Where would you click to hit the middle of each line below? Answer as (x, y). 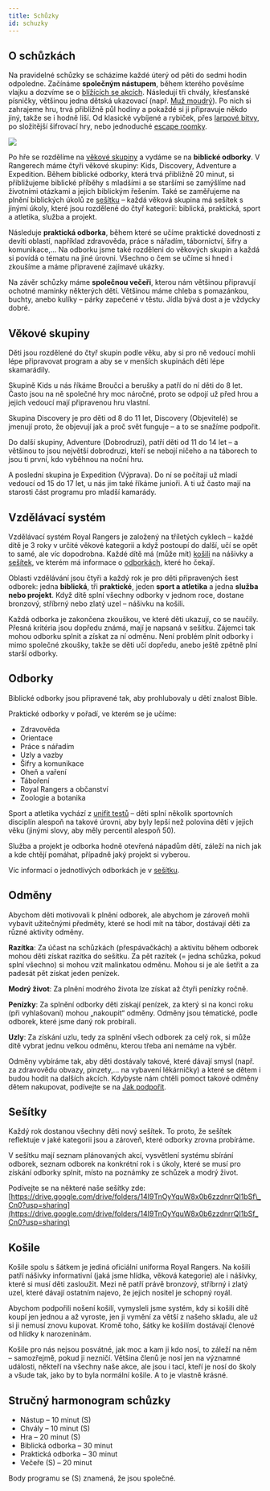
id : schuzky (28, 23)
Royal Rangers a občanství (64, 789)
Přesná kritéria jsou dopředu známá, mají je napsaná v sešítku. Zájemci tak (132, 628)
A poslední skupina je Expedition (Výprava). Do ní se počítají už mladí (123, 475)
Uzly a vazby (41, 755)
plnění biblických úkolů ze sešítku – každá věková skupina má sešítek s (126, 200)
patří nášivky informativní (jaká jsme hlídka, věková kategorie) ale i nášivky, (133, 1275)
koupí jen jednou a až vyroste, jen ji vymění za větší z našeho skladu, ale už (133, 1317)
